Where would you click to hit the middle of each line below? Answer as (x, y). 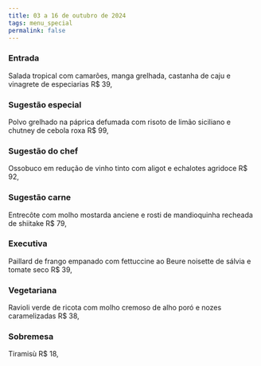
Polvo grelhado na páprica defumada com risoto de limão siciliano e (119, 122)
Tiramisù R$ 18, (33, 354)
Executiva (28, 243)
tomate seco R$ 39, (41, 269)
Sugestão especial (45, 104)
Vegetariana (33, 290)
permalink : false (37, 30)
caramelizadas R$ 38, (44, 316)
